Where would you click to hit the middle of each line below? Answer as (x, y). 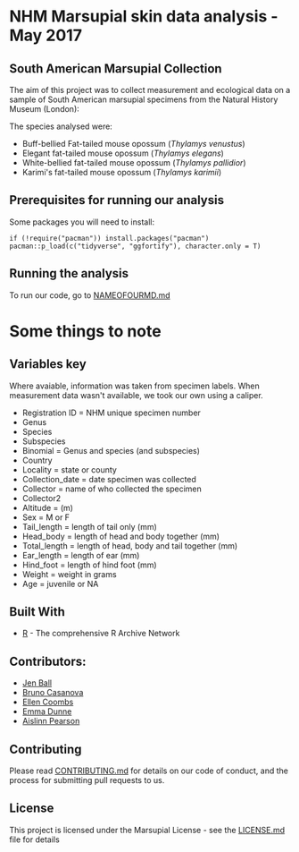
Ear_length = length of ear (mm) (81, 555)
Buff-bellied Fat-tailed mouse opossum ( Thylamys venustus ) (133, 144)
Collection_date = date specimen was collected (109, 479)
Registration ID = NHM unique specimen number (111, 413)
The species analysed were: (61, 126)
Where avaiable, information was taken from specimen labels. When (135, 386)
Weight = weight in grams (70, 574)
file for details (34, 839)
